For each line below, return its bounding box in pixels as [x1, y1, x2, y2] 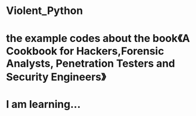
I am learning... [6, 97, 81, 111]
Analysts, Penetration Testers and [6, 57, 176, 71]
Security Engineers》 [6, 71, 106, 84]
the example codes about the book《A [6, 32, 190, 45]
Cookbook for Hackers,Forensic [6, 45, 164, 58]
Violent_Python [6, 4, 83, 17]
